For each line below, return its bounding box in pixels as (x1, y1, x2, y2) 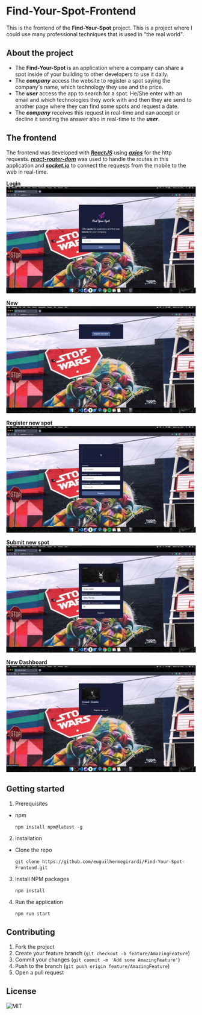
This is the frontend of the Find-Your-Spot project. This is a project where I (6, 24, 192, 31)
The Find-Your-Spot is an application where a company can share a (14, 64, 184, 71)
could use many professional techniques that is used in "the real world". (6, 30, 185, 37)
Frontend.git (14, 864, 48, 871)
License (6, 986, 37, 996)
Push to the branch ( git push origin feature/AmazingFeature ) (14, 962, 170, 969)
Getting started (6, 784, 65, 794)
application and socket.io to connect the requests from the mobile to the (6, 162, 186, 169)
